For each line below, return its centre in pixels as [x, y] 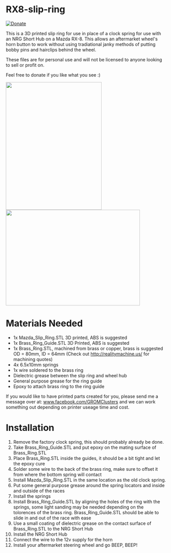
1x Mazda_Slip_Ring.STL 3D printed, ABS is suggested [70, 338]
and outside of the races [39, 491]
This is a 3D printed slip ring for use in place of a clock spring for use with [83, 33]
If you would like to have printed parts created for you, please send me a [82, 396]
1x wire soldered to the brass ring [48, 370]
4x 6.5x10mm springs [36, 365]
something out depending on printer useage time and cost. [68, 407]
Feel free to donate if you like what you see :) [53, 75]
